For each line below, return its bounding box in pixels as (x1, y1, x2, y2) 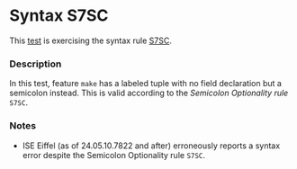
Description (9, 58, 62, 70)
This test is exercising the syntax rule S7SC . (9, 35, 173, 46)
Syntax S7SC (9, 5, 109, 26)
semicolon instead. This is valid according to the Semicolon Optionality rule (9, 87, 289, 99)
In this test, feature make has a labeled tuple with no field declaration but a (9, 78, 282, 89)
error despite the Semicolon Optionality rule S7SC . (22, 149, 205, 160)
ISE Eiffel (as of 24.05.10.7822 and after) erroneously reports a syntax (22, 140, 281, 151)
